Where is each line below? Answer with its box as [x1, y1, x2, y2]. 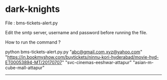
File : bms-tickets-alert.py [5, 20, 58, 26]
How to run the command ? [5, 39, 61, 45]
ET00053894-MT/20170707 [5, 59, 62, 65]
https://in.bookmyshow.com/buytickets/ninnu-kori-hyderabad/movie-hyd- [7, 54, 159, 60]
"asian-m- [132, 59, 154, 65]
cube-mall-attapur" [5, 65, 45, 71]
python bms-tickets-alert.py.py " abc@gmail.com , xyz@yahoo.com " [5, 49, 143, 55]
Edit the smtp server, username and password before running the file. [5, 29, 148, 35]
